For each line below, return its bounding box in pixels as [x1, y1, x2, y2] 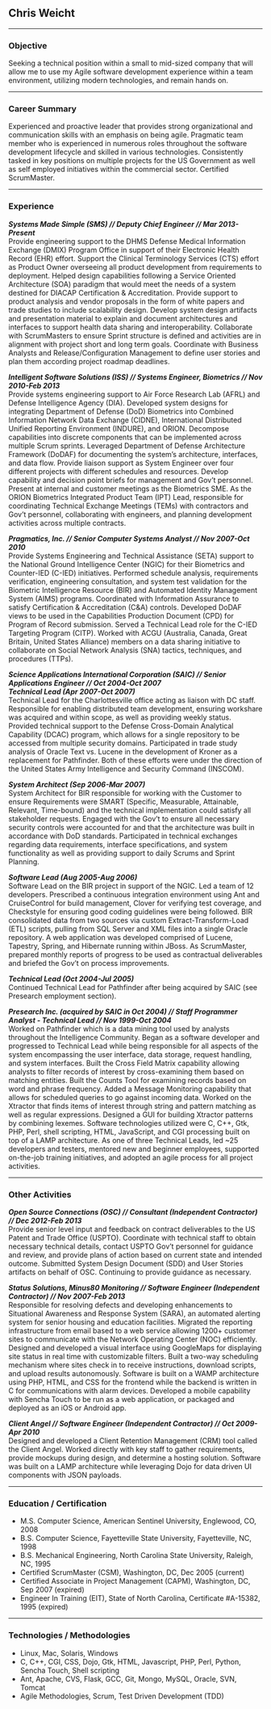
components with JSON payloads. [8, 1470, 122, 1480]
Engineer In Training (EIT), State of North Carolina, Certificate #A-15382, [19, 1594, 261, 1603]
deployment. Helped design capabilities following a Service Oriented [8, 271, 236, 280]
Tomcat [19, 1682, 46, 1692]
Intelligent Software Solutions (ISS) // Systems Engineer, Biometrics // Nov [8, 372, 263, 382]
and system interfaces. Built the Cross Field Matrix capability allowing [8, 1058, 240, 1068]
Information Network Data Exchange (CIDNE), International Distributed [8, 415, 242, 425]
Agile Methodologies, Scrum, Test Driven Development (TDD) [19, 1691, 224, 1701]
